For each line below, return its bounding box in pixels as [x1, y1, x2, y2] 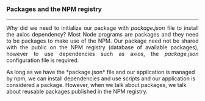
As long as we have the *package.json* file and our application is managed [6, 69, 195, 76]
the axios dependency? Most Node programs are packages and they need [6, 31, 199, 38]
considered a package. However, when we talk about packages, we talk [6, 82, 187, 89]
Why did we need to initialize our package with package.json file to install [6, 24, 199, 32]
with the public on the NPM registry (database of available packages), [6, 44, 199, 51]
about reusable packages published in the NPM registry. [6, 88, 148, 96]
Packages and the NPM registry [6, 5, 103, 13]
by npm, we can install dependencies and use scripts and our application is [6, 75, 196, 82]
